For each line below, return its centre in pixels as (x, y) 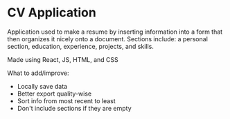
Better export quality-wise (54, 94)
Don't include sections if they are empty (74, 108)
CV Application (52, 13)
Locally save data (42, 86)
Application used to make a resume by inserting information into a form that (115, 32)
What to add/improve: (38, 73)
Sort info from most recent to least (66, 100)
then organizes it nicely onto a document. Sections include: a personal (107, 39)
